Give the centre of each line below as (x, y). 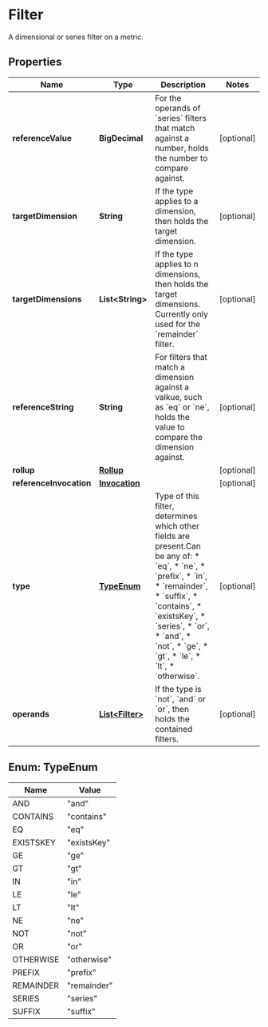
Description (183, 84)
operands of (178, 108)
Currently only (182, 314)
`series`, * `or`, (182, 625)
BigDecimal (121, 138)
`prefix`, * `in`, (181, 576)
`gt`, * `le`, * (178, 656)
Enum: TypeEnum (53, 767)
